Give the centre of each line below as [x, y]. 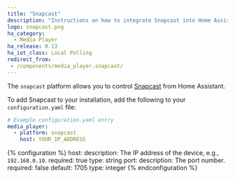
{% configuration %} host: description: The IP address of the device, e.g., [113, 153]
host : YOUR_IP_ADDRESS [53, 140]
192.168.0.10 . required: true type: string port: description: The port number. [116, 160]
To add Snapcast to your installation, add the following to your [97, 100]
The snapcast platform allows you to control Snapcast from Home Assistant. [116, 86]
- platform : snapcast [45, 133]
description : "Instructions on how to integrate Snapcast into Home [109, 20]
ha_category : [26, 33]
